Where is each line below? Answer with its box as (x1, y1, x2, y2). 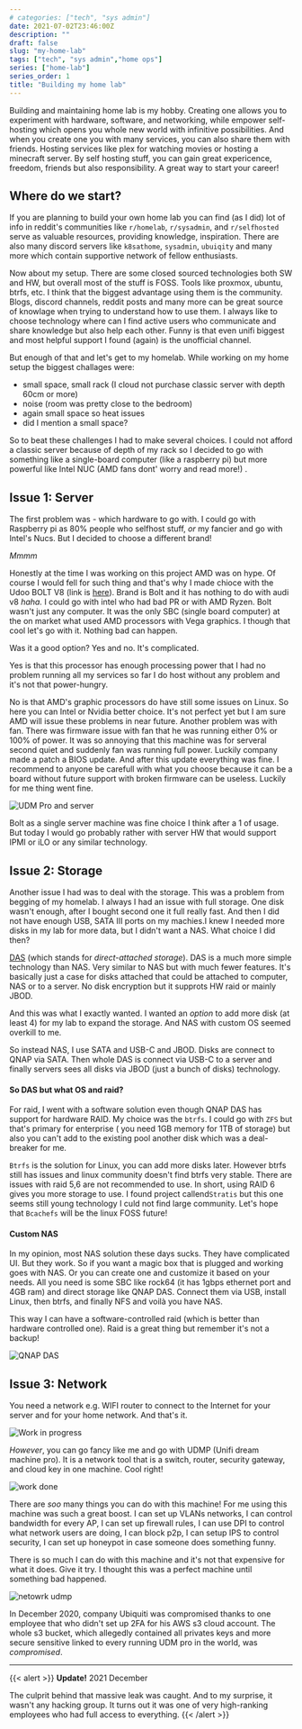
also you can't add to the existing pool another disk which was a (9, 1133, 247, 1144)
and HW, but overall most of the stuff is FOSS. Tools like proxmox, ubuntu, (9, 277, 283, 288)
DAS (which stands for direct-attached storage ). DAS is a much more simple (9, 952, 292, 964)
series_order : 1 (9, 72, 70, 81)
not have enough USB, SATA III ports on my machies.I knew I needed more (9, 916, 285, 927)
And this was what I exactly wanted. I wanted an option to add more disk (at (9, 1008, 290, 1018)
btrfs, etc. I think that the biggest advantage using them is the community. (9, 287, 283, 298)
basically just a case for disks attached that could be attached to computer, (9, 972, 289, 982)
